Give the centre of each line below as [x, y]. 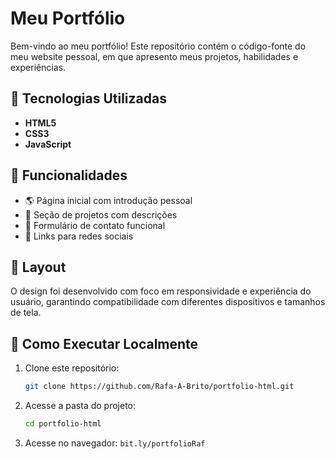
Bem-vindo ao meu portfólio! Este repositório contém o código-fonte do [158, 46]
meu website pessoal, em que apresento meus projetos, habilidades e [154, 56]
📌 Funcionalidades [69, 175]
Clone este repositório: [72, 368]
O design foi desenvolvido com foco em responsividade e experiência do [161, 291]
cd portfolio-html [63, 424]
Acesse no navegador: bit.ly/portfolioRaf [115, 443]
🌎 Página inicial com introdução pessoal [108, 200]
